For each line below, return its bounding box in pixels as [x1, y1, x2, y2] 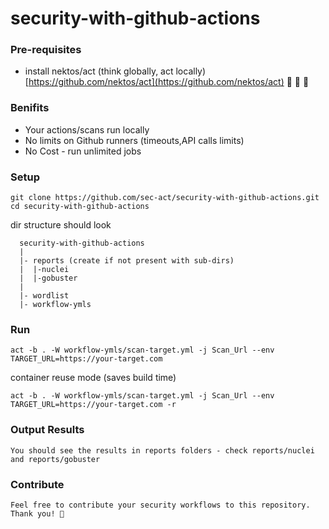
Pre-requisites [10, 43, 82, 57]
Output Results [10, 423, 85, 437]
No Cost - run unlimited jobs [24, 145, 142, 157]
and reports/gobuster [10, 454, 101, 464]
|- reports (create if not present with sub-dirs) [19, 256, 235, 266]
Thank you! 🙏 [10, 508, 65, 519]
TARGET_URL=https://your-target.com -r [10, 400, 177, 410]
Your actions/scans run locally [24, 123, 150, 136]
